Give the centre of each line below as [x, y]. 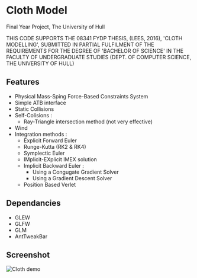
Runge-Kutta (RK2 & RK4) [55, 146]
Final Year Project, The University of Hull [56, 27]
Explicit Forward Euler [50, 140]
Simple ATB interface [40, 103]
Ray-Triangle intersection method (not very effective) [88, 122]
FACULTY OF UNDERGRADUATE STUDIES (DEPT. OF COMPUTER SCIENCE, [99, 57]
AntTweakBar [31, 236]
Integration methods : [41, 134]
